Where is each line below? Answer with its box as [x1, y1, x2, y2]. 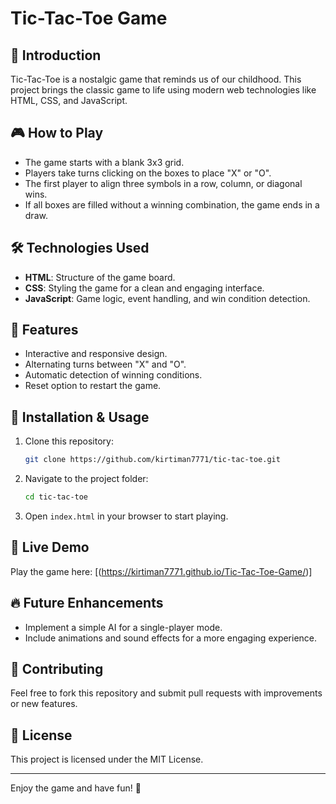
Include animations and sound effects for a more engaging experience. [24, 632, 318, 644]
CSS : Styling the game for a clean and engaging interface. [24, 282, 265, 294]
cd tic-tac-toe [24, 492, 89, 502]
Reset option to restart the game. [24, 380, 162, 392]
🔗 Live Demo [10, 539, 90, 556]
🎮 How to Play [10, 125, 104, 142]
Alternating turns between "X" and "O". [24, 358, 187, 371]
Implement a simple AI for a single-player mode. [24, 621, 223, 633]
